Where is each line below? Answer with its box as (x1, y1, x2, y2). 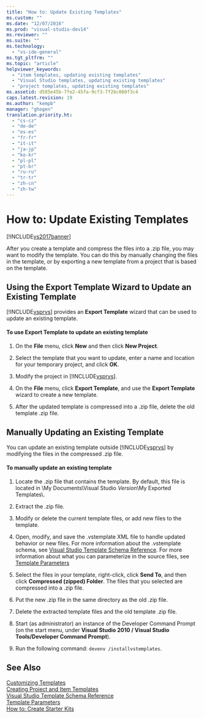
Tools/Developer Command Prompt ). (15, 633, 111, 640)
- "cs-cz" (12, 117, 37, 123)
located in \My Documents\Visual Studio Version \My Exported (15, 484, 172, 491)
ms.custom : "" (6, 15, 43, 21)
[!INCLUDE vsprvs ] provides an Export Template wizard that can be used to (6, 308, 197, 315)
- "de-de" (12, 123, 37, 130)
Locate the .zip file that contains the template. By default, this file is (15, 477, 186, 485)
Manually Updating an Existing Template (6, 427, 164, 438)
